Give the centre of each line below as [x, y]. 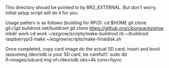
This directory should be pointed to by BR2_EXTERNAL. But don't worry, [81, 7]
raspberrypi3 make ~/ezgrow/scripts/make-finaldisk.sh [63, 39]
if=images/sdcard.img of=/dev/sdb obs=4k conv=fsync [64, 60]
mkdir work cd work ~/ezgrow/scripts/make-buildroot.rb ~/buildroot [77, 33]
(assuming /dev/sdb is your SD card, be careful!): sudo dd [66, 54]
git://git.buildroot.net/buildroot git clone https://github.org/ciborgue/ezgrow [84, 28]
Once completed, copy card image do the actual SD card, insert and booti [83, 49]
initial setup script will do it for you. [42, 13]
